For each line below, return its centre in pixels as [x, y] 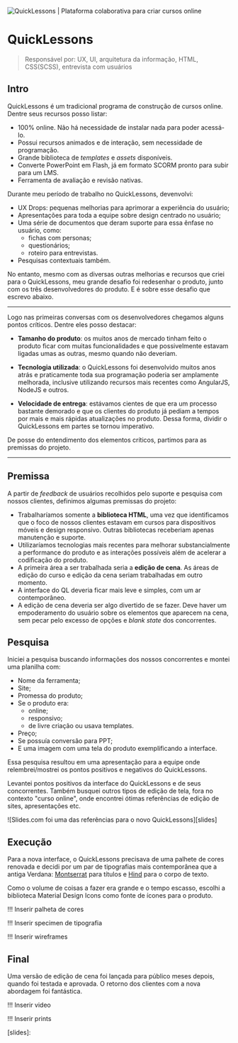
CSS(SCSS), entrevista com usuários [78, 67]
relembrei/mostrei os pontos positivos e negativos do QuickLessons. [107, 770]
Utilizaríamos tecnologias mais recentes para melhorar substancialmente [124, 545]
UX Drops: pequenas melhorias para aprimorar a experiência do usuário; [124, 207]
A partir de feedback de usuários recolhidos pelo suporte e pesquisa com [115, 493]
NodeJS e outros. [43, 389]
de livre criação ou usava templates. [81, 726]
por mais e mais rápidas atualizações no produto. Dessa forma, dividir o [123, 418]
